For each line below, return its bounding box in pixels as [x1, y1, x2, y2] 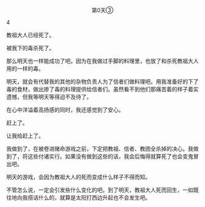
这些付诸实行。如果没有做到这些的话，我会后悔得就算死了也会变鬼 [27, 153, 193, 160]
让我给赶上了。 [6, 132, 44, 139]
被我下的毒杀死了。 [6, 45, 55, 51]
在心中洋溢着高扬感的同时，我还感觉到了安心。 [6, 106, 124, 113]
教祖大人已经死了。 [6, 31, 55, 38]
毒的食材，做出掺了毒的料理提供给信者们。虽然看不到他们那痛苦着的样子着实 [6, 85, 199, 93]
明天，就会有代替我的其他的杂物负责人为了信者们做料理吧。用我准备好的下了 [6, 78, 199, 85]
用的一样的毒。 [6, 65, 44, 72]
